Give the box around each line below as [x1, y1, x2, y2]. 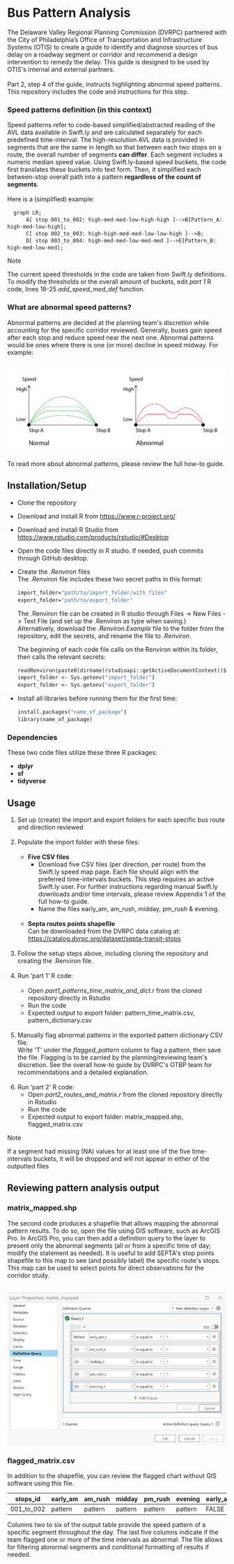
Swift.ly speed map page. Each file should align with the [38, 868, 199, 876]
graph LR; [13, 210, 42, 217]
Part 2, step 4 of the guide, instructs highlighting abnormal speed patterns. [7, 80, 221, 88]
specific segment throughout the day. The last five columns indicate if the [7, 1528, 219, 1536]
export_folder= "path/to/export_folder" [17, 596, 134, 604]
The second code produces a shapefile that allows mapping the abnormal [7, 1219, 219, 1227]
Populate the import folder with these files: [17, 838, 140, 846]
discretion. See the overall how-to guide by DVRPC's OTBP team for [17, 1061, 212, 1069]
